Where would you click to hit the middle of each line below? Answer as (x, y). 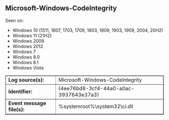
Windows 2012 (28, 46)
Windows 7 (24, 51)
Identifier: (20, 91)
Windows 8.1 (25, 62)
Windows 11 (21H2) (32, 35)
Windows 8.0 (26, 57)
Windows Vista (28, 68)
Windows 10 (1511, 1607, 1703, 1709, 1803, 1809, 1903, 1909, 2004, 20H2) (88, 30)
